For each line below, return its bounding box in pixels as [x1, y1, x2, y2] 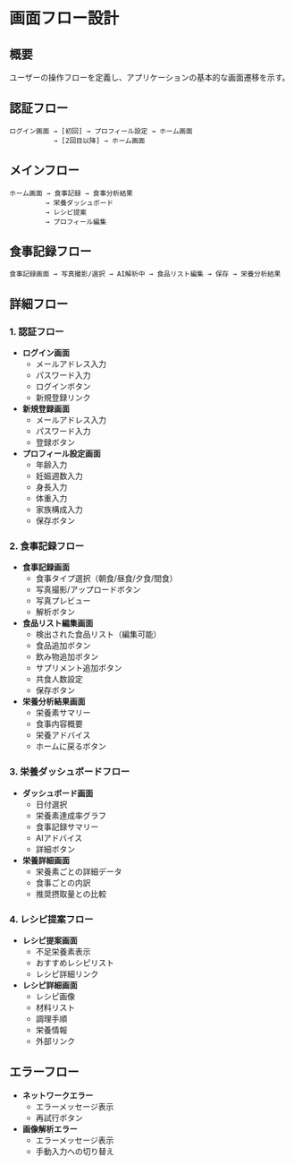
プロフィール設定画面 [21, 449, 101, 459]
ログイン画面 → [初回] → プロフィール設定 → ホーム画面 [9, 126, 193, 135]
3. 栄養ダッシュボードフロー [9, 766, 130, 778]
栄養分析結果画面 [21, 696, 86, 707]
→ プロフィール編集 [45, 217, 107, 227]
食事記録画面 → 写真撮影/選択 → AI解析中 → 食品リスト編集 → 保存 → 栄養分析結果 [9, 270, 281, 278]
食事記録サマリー [35, 821, 99, 832]
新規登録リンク [35, 392, 91, 403]
